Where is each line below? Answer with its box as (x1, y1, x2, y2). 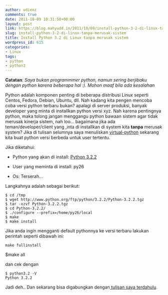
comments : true (5, 12, 37, 17)
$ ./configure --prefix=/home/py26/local (5, 210, 93, 215)
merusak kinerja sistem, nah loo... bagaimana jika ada (5, 119, 115, 125)
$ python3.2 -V (5, 271, 37, 276)
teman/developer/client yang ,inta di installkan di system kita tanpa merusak (5, 124, 162, 130)
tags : (5, 54, 16, 59)
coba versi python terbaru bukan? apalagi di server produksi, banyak (5, 103, 147, 109)
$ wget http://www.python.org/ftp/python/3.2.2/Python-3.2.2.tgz (5, 197, 144, 202)
